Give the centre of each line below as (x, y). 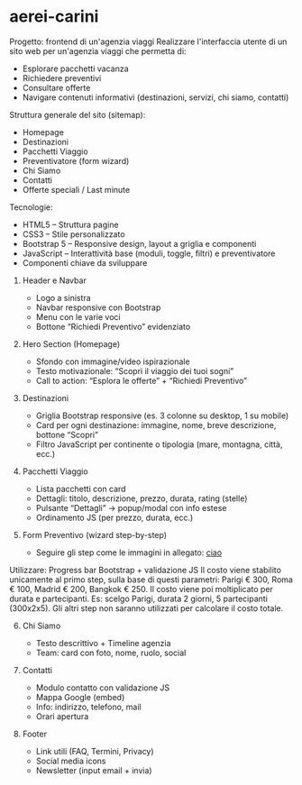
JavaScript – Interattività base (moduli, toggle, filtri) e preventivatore (149, 253)
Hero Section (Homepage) (71, 343)
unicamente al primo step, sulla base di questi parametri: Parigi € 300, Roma (151, 580)
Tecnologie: (31, 207)
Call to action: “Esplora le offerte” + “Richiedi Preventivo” (142, 380)
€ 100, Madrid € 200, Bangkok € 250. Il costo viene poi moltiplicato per (141, 589)
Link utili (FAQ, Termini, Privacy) (95, 751)
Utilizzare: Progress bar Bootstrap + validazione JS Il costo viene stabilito (146, 570)
